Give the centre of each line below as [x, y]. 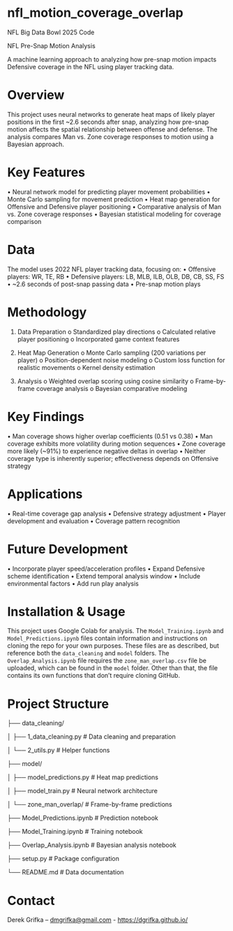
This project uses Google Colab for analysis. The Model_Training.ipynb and [116, 631]
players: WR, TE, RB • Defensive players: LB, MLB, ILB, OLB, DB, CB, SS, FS [116, 276]
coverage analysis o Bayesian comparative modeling [112, 388]
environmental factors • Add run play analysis [73, 583]
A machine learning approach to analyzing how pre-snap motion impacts [112, 59]
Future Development [68, 549]
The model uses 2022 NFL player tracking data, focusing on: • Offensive [112, 269]
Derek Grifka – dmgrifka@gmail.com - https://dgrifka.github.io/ [98, 920]
